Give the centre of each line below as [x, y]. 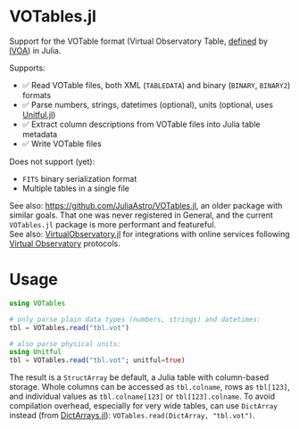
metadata [40, 134]
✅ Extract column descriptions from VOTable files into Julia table [141, 124]
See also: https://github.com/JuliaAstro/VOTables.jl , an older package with [146, 205]
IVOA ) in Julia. [35, 50]
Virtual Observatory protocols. [65, 243]
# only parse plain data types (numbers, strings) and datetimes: [135, 319]
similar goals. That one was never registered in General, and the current [141, 215]
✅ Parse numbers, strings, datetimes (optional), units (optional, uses [148, 104]
